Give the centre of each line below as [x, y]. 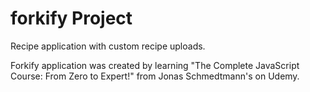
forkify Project [71, 18]
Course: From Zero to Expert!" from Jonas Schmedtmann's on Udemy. [155, 76]
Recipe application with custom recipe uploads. [108, 46]
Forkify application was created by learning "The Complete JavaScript [155, 65]
